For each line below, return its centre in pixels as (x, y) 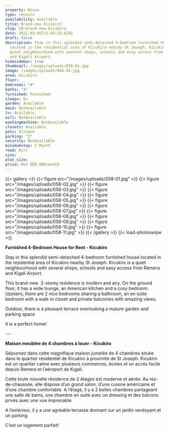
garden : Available (24, 104)
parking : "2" (19, 136)
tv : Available (20, 113)
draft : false (19, 38)
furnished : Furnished (28, 94)
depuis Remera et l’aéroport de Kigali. (44, 369)
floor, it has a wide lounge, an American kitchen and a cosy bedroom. (77, 288)
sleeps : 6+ (17, 99)
